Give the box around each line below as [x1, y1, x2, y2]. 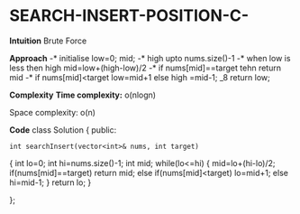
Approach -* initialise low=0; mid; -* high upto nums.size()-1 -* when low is [9, 52, 291, 63]
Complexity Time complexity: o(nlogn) [9, 89, 156, 100]
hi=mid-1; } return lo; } [9, 177, 92, 188]
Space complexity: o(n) [9, 107, 96, 117]
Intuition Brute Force [9, 35, 87, 46]
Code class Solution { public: [9, 124, 117, 135]
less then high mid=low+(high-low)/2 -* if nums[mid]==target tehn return [9, 62, 282, 73]
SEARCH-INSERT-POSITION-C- [9, 5, 250, 26]
